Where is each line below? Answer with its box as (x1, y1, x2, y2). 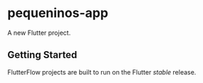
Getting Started (7, 49, 78, 61)
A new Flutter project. (7, 28, 71, 37)
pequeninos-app (7, 5, 109, 21)
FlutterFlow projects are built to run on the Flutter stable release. (7, 67, 197, 76)
